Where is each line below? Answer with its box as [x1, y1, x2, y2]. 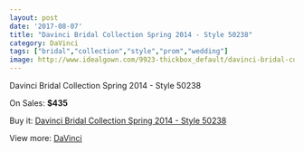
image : [9, 55, 34, 64]
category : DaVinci [9, 38, 79, 48]
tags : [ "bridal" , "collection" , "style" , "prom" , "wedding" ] [9, 47, 229, 56]
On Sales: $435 [9, 98, 69, 109]
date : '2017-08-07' [9, 22, 83, 31]
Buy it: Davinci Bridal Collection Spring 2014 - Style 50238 [9, 115, 227, 126]
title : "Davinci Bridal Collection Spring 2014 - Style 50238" [9, 30, 253, 39]
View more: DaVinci [9, 133, 83, 143]
